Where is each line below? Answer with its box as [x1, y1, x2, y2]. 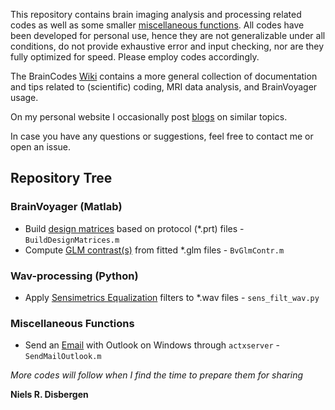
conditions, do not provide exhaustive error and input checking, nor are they [10, 40, 325, 52]
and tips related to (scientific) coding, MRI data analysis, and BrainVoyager [10, 81, 318, 93]
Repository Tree [10, 170, 113, 187]
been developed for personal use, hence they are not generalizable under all [10, 30, 326, 41]
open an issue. [10, 141, 72, 153]
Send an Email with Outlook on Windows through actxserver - [24, 339, 280, 351]
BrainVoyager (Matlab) [10, 200, 123, 214]
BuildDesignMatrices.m [24, 235, 120, 245]
